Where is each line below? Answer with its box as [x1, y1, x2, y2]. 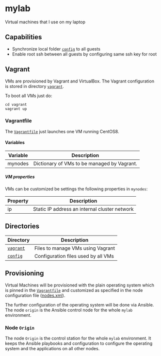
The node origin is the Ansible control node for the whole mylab [5, 307, 133, 313]
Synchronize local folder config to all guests [12, 46, 101, 51]
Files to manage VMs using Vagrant [34, 245, 115, 252]
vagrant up [5, 106, 27, 111]
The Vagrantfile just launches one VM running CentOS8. [5, 128, 119, 134]
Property [7, 198, 29, 204]
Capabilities [5, 33, 42, 41]
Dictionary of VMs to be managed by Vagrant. [33, 160, 137, 167]
